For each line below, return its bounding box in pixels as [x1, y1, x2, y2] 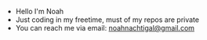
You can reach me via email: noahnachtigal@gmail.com [15, 24, 194, 32]
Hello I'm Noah [15, 7, 64, 16]
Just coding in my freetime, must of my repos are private [15, 15, 200, 24]
